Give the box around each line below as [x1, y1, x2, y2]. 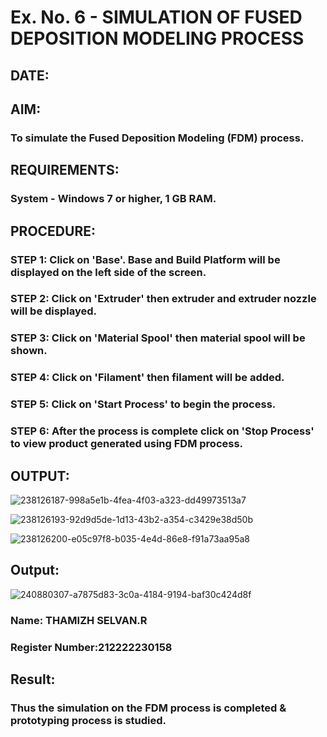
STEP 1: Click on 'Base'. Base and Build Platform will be [10, 252, 281, 266]
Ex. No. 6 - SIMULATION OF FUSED [10, 6, 303, 29]
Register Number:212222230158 [10, 640, 173, 654]
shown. [10, 344, 48, 358]
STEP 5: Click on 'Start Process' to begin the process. [10, 397, 277, 411]
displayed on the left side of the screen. [10, 265, 207, 279]
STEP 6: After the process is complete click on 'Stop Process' [10, 424, 315, 438]
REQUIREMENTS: [10, 162, 120, 179]
